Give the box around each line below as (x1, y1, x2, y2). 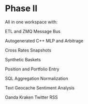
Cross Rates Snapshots (5, 47, 52, 53)
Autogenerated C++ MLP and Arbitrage (5, 37, 84, 44)
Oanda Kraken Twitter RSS (5, 94, 58, 100)
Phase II (5, 3, 38, 14)
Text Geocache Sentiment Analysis (5, 85, 75, 90)
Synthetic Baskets (5, 56, 41, 62)
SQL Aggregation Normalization (5, 75, 69, 81)
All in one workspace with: (5, 19, 58, 25)
